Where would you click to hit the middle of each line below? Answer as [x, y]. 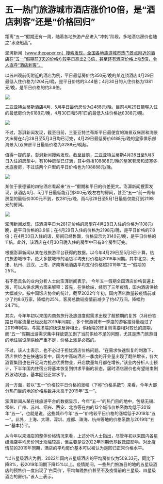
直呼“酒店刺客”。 [26, 65]
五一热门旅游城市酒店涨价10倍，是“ [76, 10]
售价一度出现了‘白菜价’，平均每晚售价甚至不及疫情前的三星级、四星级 [87, 470]
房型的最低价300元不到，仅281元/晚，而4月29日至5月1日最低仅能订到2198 [80, 198]
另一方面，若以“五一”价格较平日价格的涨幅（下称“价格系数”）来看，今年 [77, 384]
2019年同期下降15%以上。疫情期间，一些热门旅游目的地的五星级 [89, 464]
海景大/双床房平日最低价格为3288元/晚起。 [48, 144]
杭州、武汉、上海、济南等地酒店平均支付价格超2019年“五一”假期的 [80, 265]
